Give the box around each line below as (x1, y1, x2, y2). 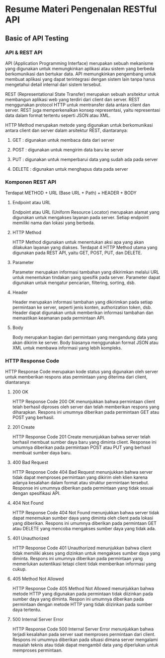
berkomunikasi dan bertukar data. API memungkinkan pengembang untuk (5, 71, 157, 77)
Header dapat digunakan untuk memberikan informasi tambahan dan (12, 310, 154, 316)
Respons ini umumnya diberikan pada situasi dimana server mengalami (12, 637, 158, 643)
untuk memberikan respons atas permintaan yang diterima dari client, (5, 374, 148, 380)
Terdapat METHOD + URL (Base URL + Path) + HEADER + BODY (5, 190, 137, 196)
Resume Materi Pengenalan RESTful (5, 3, 157, 15)
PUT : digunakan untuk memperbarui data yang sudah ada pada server (12, 156, 158, 162)
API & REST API (5, 49, 43, 56)
